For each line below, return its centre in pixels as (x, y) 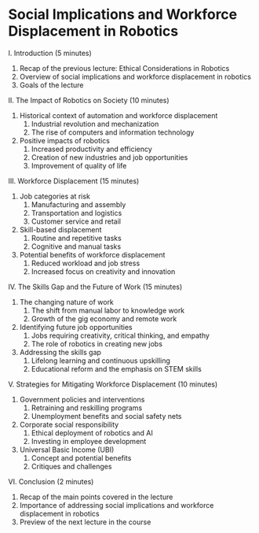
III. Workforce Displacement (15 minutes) (74, 181)
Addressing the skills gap (60, 352)
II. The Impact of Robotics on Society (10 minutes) (89, 100)
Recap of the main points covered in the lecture (96, 497)
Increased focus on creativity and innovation (103, 271)
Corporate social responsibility (69, 424)
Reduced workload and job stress (86, 263)
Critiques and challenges (71, 466)
